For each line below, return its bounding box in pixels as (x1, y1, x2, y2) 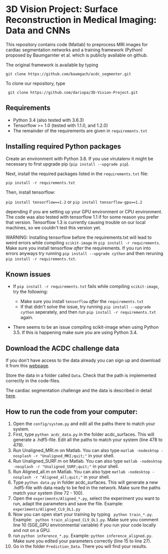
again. (20, 315, 33, 321)
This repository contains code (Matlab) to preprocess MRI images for (5, 41, 148, 47)
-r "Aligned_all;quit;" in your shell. (33, 474, 110, 480)
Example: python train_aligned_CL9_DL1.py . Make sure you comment (12, 517, 159, 522)
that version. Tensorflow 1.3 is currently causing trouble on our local (5, 219, 146, 225)
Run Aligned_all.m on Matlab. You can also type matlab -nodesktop (12, 469, 150, 475)
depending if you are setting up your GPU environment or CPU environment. (5, 208, 163, 214)
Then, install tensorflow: (5, 189, 55, 195)
